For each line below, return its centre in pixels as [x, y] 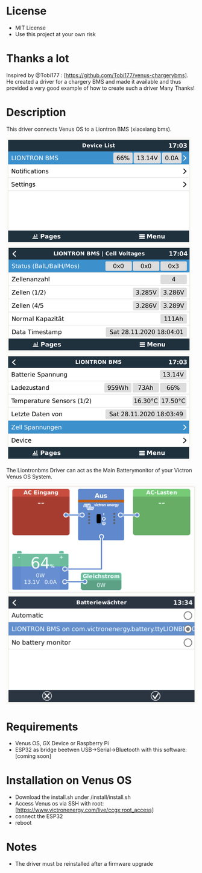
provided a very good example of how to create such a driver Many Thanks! [100, 88]
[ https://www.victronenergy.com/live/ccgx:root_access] [84, 810]
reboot [23, 823]
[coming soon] [33, 756]
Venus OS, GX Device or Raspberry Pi [62, 743]
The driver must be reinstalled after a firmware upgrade [84, 864]
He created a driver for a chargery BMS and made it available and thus [94, 81]
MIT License [30, 28]
